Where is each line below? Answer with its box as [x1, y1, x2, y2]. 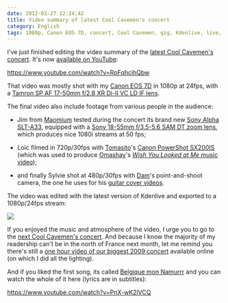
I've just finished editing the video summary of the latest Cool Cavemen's [7, 48, 214, 56]
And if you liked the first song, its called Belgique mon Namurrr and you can [7, 268, 221, 276]
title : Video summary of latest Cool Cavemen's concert [7, 16, 170, 23]
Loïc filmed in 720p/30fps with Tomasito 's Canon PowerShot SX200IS [16, 143, 215, 151]
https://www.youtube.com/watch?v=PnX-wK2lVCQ [7, 289, 151, 297]
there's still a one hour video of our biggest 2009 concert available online [7, 247, 214, 256]
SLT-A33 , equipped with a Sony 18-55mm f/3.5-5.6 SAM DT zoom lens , [16, 123, 218, 131]
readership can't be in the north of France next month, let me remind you [7, 240, 213, 248]
